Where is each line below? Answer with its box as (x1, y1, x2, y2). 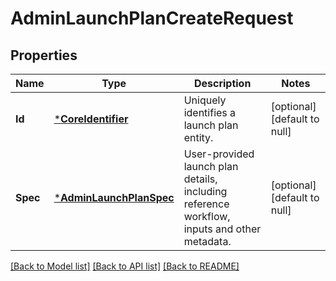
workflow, (183, 210, 231, 223)
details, (183, 172, 218, 186)
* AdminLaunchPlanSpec (53, 191, 175, 204)
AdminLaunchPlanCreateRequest (10, 7, 294, 30)
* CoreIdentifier (53, 112, 129, 126)
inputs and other (183, 222, 262, 236)
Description (193, 77, 252, 90)
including (183, 185, 228, 198)
